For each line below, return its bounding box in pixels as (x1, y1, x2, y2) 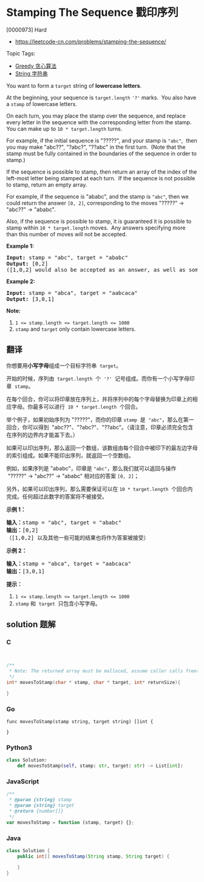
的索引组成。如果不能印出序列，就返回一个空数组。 (6, 451, 134, 459)
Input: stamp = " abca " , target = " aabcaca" (6, 289, 138, 296)
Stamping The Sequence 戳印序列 (6, 5, 178, 19)
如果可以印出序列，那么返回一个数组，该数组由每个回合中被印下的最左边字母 (6, 444, 198, 451)
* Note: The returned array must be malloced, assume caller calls (8, 668, 183, 674)
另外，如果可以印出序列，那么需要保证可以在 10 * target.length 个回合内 (6, 485, 193, 492)
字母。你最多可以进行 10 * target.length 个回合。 (11, 403, 141, 410)
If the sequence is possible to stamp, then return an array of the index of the (6, 168, 197, 175)
